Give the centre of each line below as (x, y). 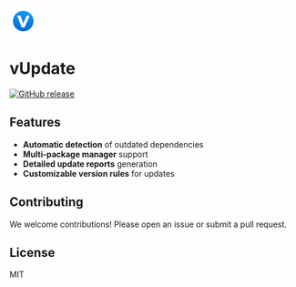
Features (35, 123)
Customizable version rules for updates (98, 173)
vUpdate (42, 69)
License (32, 252)
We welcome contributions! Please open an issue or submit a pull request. (148, 224)
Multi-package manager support (85, 154)
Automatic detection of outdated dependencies (113, 144)
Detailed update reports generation (90, 164)
